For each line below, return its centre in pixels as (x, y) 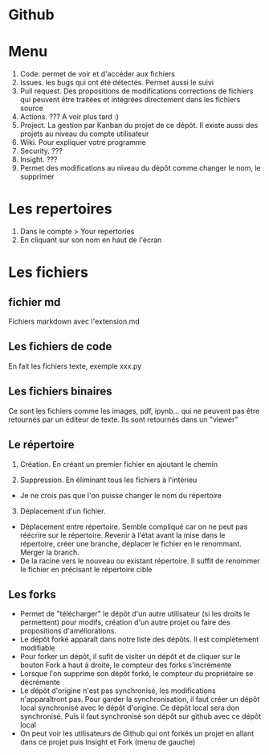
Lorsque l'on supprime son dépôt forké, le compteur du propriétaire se (137, 674)
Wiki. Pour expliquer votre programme (83, 142)
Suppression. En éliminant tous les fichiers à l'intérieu (108, 480)
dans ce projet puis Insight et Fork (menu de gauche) (108, 742)
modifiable (37, 648)
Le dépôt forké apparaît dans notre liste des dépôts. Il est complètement (139, 639)
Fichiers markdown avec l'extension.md (74, 322)
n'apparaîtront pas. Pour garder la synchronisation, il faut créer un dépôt (140, 699)
